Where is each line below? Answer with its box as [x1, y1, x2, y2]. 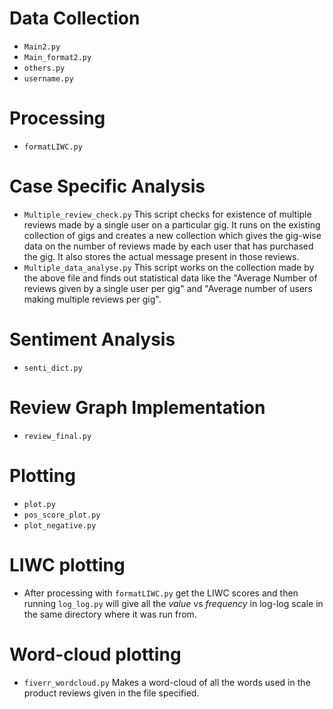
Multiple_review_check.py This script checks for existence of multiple [23, 208, 312, 220]
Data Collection [9, 7, 141, 30]
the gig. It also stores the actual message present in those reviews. [23, 250, 300, 262]
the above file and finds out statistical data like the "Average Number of [23, 272, 318, 284]
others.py [23, 63, 66, 73]
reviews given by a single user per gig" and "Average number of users [23, 282, 313, 294]
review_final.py [23, 431, 92, 441]
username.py [23, 73, 74, 84]
